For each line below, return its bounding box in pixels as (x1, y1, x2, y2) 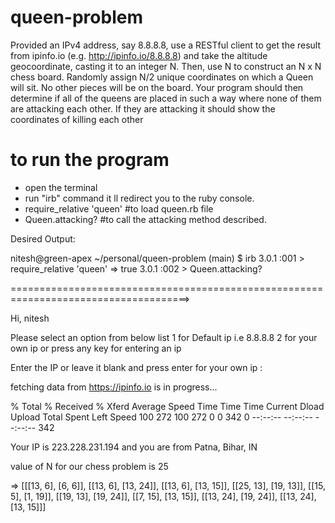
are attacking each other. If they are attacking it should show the (10, 102, 276, 115)
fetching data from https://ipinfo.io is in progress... (10, 381, 218, 393)
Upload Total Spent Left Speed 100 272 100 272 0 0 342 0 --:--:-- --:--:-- (10, 411, 313, 423)
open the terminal (24, 181, 98, 193)
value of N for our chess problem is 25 (10, 460, 169, 472)
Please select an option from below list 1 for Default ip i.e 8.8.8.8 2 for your (10, 331, 318, 343)
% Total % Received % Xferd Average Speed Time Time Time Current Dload (10, 400, 325, 412)
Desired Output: (10, 232, 76, 245)
